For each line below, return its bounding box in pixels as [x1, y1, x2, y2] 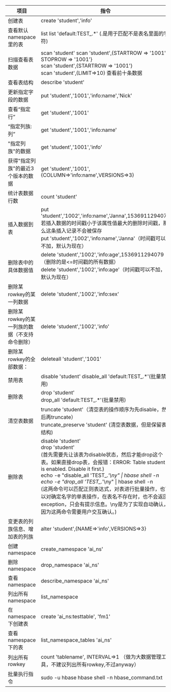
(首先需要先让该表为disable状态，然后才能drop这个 [40, 451, 163, 458]
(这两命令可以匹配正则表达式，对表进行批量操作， [40, 485, 160, 493]
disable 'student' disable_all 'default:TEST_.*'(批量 [40, 373, 161, 380]
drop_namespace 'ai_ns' [40, 562, 99, 568]
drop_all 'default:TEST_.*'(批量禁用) [40, 396, 126, 403]
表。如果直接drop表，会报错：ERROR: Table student [40, 459, 165, 466]
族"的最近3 [8, 165, 34, 172]
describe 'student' [40, 79, 85, 85]
